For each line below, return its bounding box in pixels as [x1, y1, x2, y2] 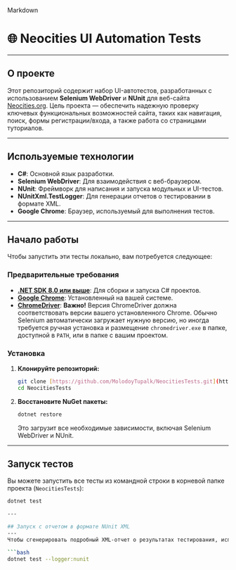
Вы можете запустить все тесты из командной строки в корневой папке [7, 476, 225, 485]
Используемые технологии [7, 151, 134, 163]
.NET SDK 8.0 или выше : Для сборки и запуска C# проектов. [17, 286, 202, 294]
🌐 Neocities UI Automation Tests [7, 31, 202, 46]
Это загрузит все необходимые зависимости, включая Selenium [17, 424, 211, 432]
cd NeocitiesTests [17, 384, 72, 391]
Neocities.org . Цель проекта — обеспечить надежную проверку [7, 101, 199, 110]
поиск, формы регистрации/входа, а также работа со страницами [7, 116, 206, 125]
